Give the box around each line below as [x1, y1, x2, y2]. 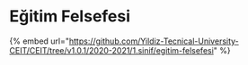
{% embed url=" [9, 36, 70, 46]
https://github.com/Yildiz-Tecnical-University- [68, 36, 240, 46]
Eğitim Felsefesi [9, 6, 131, 27]
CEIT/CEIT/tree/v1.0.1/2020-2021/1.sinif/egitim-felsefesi [9, 45, 214, 55]
